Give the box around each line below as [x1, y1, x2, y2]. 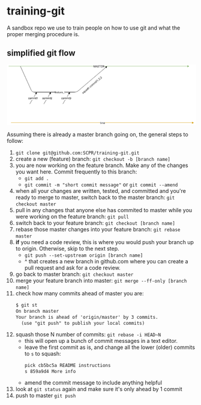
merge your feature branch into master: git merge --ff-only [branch [15, 277, 187, 284]
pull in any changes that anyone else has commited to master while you [15, 206, 193, 213]
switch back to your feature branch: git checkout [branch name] [15, 219, 176, 227]
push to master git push [15, 392, 76, 399]
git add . [24, 175, 50, 181]
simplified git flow [7, 48, 76, 58]
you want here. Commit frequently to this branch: [15, 168, 137, 175]
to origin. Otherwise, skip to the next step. [15, 245, 119, 252]
